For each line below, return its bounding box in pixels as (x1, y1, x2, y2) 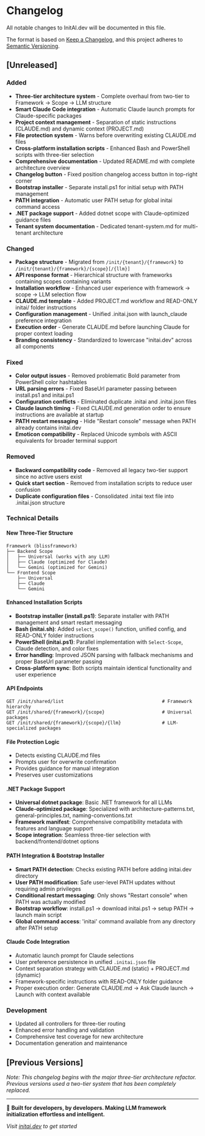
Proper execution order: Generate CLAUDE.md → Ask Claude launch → (15, 984, 194, 991)
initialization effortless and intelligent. (6, 1110, 105, 1118)
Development (6, 1006, 48, 1014)
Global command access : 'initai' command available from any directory (15, 917, 196, 925)
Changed (6, 244, 35, 253)
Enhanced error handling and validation (15, 1026, 115, 1034)
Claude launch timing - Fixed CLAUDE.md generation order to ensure (15, 405, 191, 412)
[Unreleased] (6, 60, 58, 70)
